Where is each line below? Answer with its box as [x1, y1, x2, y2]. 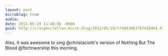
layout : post [5, 7, 32, 12]
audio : [5, 16, 19, 21]
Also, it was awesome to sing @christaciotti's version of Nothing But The [5, 39, 155, 45]
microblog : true [5, 12, 39, 17]
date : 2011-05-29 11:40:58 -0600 [5, 21, 75, 26]
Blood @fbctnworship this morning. [5, 45, 78, 51]
